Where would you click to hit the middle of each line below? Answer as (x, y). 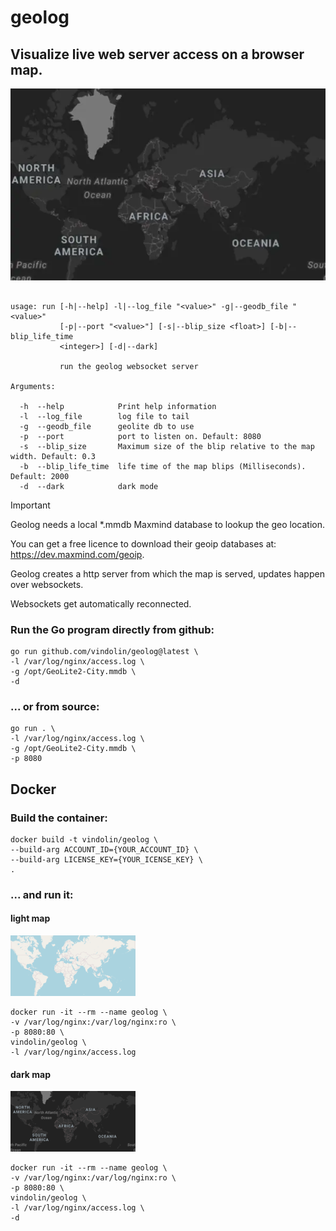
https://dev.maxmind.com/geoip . (77, 554)
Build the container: (59, 818)
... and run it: (42, 894)
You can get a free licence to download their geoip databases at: (143, 543)
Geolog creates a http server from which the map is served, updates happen (167, 573)
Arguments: (33, 386)
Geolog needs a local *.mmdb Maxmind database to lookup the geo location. (167, 524)
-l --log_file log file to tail (104, 416)
